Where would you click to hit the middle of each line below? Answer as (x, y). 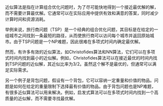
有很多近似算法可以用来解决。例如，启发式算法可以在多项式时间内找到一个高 (82, 92)
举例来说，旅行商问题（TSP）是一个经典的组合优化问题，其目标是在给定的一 (81, 30)
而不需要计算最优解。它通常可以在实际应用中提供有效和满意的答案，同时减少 (82, 13)
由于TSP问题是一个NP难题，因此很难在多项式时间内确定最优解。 (78, 42)
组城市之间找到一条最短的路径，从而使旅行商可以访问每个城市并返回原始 (77, 36)
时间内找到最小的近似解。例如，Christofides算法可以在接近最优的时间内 (81, 58)
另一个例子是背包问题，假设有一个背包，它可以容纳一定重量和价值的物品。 (80, 80)
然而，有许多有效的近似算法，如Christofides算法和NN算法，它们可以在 (76, 52)
